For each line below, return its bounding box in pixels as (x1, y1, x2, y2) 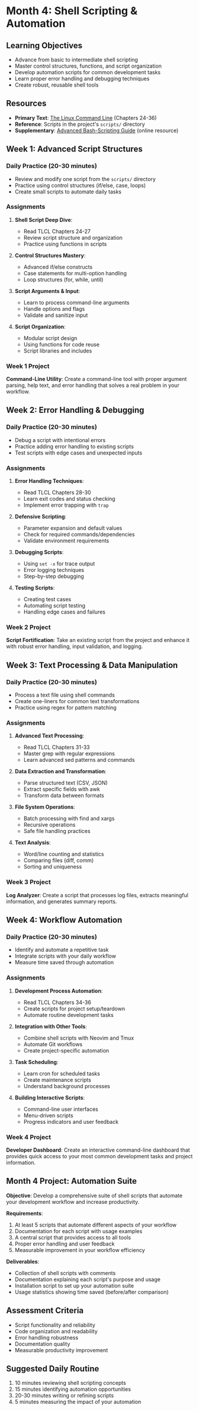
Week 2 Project (6, 623, 51, 631)
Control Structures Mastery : (14, 252, 86, 259)
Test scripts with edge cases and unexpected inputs (14, 449, 143, 456)
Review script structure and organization (23, 234, 123, 241)
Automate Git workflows (23, 1040, 83, 1048)
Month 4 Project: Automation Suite (6, 1176, 137, 1186)
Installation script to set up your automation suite (14, 1282, 134, 1289)
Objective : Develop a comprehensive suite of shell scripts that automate (6, 1191, 182, 1199)
